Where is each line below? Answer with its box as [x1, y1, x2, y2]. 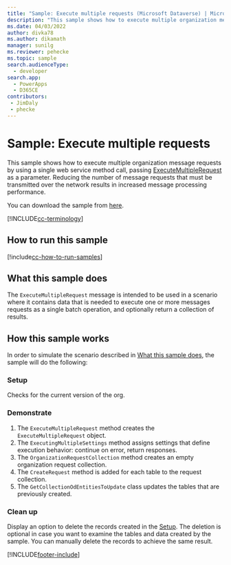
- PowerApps [13, 81, 48, 87]
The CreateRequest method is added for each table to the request [16, 467, 202, 476]
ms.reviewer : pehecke [7, 49, 69, 56]
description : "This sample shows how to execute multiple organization [7, 17, 217, 23]
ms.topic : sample [7, 55, 57, 62]
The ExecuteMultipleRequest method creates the [16, 424, 155, 432]
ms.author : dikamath [7, 36, 67, 43]
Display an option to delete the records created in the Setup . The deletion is [7, 522, 221, 531]
